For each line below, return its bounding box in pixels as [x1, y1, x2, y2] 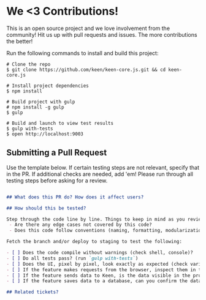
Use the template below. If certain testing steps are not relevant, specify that [6, 163, 200, 171]
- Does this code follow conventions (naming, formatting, [9, 228, 164, 234]
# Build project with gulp [6, 99, 75, 105]
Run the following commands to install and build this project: [6, 49, 159, 56]
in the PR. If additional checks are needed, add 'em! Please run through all [6, 170, 193, 178]
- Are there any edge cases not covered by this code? [9, 222, 152, 228]
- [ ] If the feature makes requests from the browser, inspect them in [6, 266, 196, 273]
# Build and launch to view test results [6, 120, 114, 126]
